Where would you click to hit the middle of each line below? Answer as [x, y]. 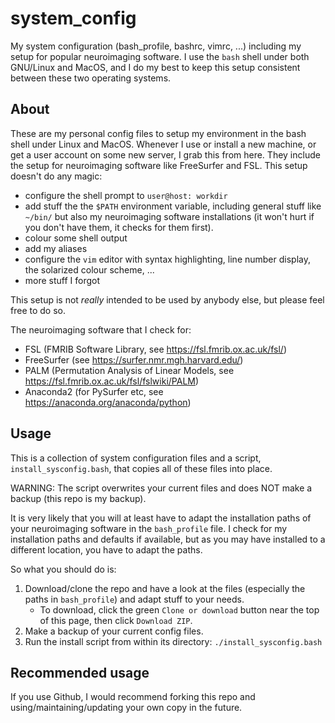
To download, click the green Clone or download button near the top [179, 609]
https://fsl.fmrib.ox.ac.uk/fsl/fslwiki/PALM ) [112, 381]
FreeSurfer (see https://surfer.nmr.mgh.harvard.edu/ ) [134, 359]
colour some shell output [76, 238]
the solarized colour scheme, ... [89, 269]
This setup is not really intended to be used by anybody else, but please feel [167, 299]
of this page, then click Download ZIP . [116, 620]
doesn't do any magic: [56, 176]
